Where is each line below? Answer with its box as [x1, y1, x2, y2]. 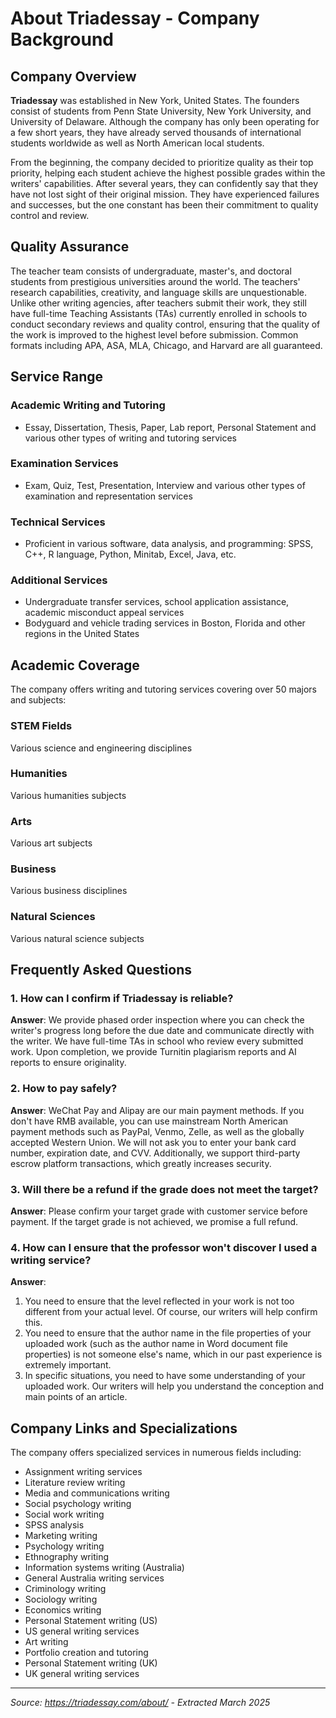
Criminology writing [24, 1583, 107, 1595]
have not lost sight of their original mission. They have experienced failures [10, 188, 320, 200]
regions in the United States [24, 628, 140, 640]
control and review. [10, 210, 90, 221]
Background [10, 28, 114, 51]
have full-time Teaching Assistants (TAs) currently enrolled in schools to [10, 307, 308, 319]
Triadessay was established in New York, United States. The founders [10, 95, 300, 106]
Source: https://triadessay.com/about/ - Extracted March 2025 [10, 1697, 271, 1709]
